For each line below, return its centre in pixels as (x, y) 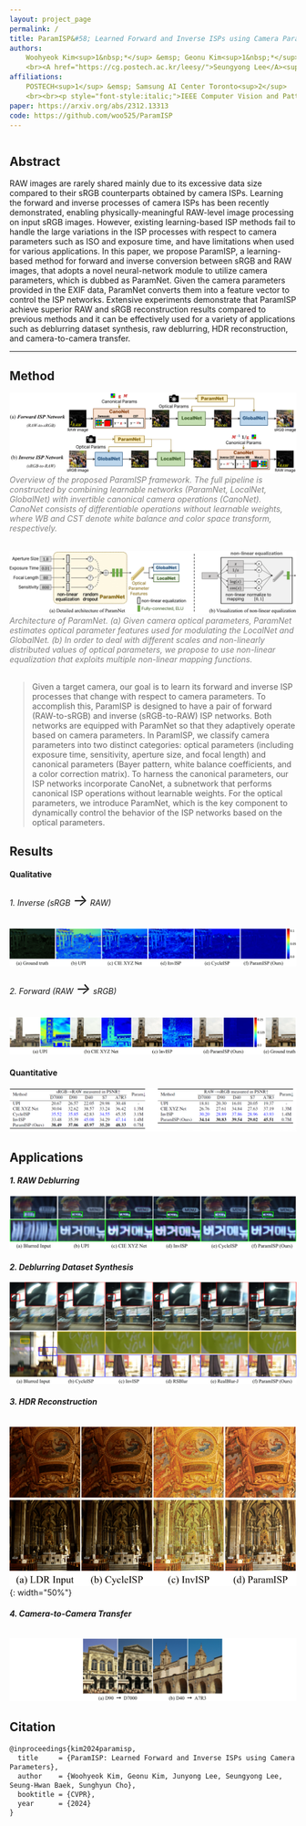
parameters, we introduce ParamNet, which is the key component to (160, 804)
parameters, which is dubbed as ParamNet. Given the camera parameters (148, 280)
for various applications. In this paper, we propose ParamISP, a (127, 252)
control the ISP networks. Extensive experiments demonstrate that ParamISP (153, 300)
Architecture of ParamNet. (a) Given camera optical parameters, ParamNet (151, 621)
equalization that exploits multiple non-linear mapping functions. (131, 659)
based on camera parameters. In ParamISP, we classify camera (151, 735)
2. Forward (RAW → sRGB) (63, 989)
